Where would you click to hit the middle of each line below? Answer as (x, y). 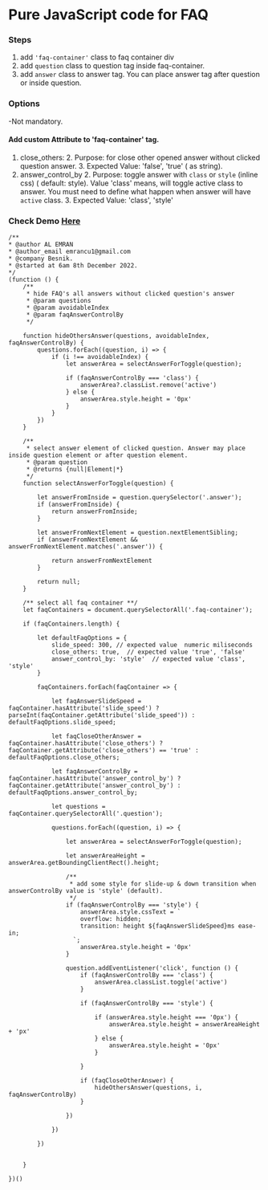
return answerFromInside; (94, 511)
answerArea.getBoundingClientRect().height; (84, 863)
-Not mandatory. (36, 121)
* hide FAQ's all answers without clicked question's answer (130, 294)
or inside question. (51, 83)
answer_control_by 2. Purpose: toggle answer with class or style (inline (139, 174)
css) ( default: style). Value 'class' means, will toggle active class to (131, 183)
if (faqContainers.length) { (71, 624)
